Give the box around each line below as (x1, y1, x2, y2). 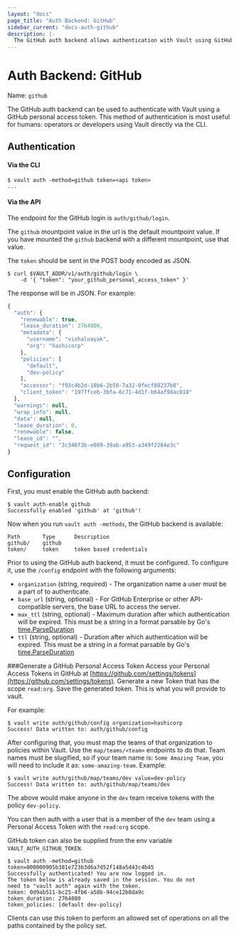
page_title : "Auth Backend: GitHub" (7, 17, 116, 24)
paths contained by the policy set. (7, 921, 107, 930)
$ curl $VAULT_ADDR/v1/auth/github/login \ (7, 270, 139, 277)
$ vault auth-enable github (7, 500, 91, 508)
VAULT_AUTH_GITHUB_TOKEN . (7, 844, 83, 852)
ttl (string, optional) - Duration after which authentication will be (17, 632, 208, 641)
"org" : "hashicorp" (26, 343, 84, 350)
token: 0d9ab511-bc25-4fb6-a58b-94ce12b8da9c (7, 889, 144, 896)
